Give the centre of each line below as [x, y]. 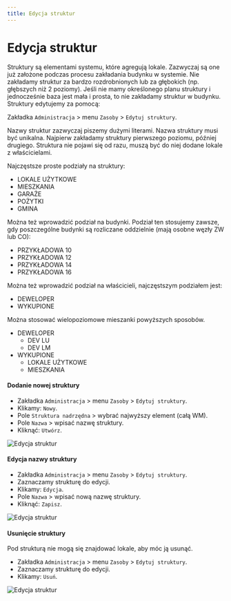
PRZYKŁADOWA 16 [44, 272]
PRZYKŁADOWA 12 [44, 257]
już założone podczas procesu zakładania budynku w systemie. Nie [103, 74]
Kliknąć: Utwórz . [39, 430]
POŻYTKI [30, 201]
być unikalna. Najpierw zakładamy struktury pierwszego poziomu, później [112, 137]
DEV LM [39, 347]
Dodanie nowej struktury [43, 385]
